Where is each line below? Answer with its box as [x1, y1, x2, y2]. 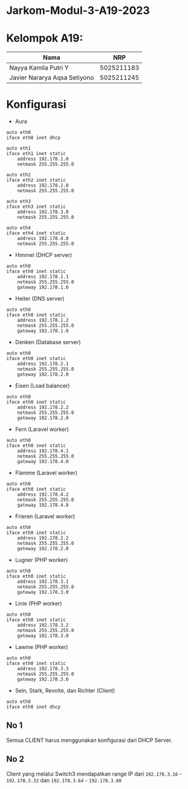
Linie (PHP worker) [15, 600, 62, 607]
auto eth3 [6, 198, 31, 205]
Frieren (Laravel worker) [15, 513, 76, 520]
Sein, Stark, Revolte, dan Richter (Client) [15, 687, 115, 694]
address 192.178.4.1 [17, 448, 69, 454]
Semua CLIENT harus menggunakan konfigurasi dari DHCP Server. [6, 736, 173, 744]
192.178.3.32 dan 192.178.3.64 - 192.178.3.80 [6, 776, 122, 784]
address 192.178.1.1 [17, 274, 69, 280]
